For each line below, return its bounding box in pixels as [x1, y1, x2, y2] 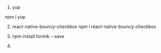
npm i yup [5, 14, 26, 19]
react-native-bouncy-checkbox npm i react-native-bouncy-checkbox [12, 23, 156, 29]
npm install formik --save [12, 33, 65, 39]
